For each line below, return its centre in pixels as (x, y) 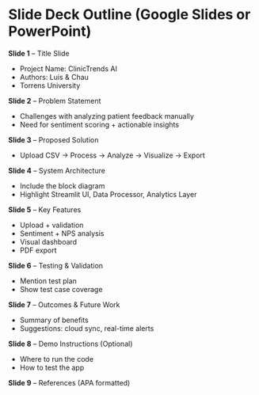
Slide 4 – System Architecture (57, 170)
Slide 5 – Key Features (45, 209)
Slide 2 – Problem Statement (55, 101)
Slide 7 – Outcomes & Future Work (64, 304)
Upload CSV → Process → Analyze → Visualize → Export (112, 155)
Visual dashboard (48, 241)
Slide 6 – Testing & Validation (56, 265)
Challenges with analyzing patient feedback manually (107, 116)
